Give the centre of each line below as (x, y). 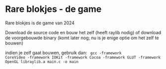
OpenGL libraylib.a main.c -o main (42, 62)
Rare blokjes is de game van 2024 (40, 23)
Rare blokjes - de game (53, 9)
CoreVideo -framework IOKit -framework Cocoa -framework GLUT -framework (83, 57)
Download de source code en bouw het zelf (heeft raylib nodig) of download (83, 32)
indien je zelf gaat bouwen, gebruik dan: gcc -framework (63, 53)
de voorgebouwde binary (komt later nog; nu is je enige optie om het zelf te (82, 38)
